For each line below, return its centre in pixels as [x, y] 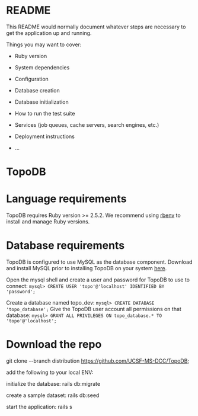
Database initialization [42, 102]
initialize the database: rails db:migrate [53, 383]
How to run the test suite [45, 113]
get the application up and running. [49, 33]
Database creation [37, 90]
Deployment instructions [45, 136]
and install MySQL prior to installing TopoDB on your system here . [87, 268]
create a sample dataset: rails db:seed [53, 395]
